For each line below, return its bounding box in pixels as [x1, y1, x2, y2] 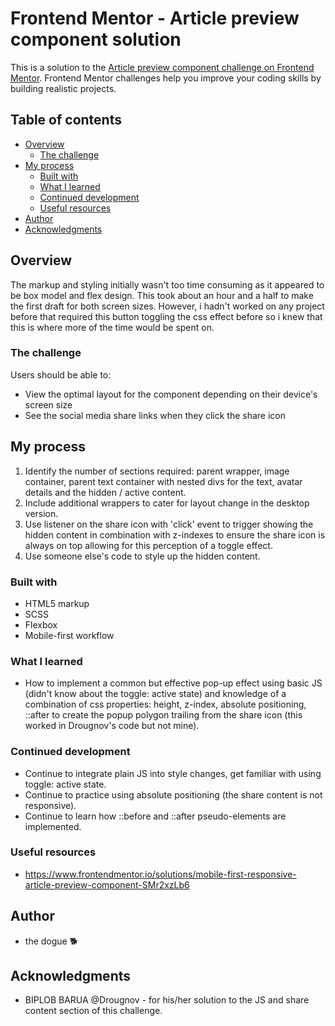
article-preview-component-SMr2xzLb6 [24, 878, 190, 891]
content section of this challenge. [24, 1005, 163, 1017]
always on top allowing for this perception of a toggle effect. [24, 539, 273, 551]
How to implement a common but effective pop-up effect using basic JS [24, 677, 323, 689]
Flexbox [24, 618, 58, 631]
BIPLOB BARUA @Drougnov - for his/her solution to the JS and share [24, 994, 310, 1006]
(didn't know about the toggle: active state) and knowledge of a [24, 688, 287, 700]
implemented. [24, 820, 82, 832]
